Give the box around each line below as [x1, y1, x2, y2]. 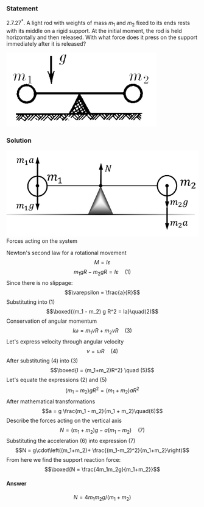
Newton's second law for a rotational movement [6, 249, 127, 257]
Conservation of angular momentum [6, 317, 97, 325]
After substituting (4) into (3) [6, 357, 78, 364]
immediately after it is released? [6, 40, 86, 47]
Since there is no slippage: [6, 279, 73, 287]
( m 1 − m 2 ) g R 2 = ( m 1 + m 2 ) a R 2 [65, 386, 139, 395]
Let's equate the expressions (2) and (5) [6, 376, 107, 384]
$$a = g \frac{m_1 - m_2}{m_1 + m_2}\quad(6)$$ [41, 407, 163, 414]
